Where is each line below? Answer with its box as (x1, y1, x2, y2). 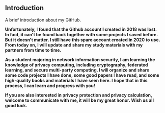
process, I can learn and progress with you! (5, 83, 95, 89)
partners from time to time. (5, 47, 61, 53)
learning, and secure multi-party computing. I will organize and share (5, 67, 150, 73)
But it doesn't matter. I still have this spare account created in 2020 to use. (5, 37, 160, 43)
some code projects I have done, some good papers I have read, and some (5, 72, 160, 78)
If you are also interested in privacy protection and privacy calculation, (5, 92, 152, 98)
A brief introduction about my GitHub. (5, 17, 81, 23)
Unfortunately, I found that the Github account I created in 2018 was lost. (5, 26, 157, 32)
